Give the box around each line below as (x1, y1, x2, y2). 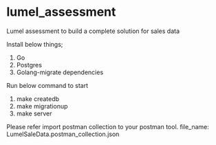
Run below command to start (6, 81, 89, 89)
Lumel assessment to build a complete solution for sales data (6, 27, 180, 35)
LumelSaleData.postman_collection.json (6, 130, 120, 138)
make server (16, 109, 52, 118)
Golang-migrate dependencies (16, 68, 104, 76)
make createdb (16, 94, 60, 103)
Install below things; (6, 40, 63, 48)
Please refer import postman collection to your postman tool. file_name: (6, 122, 209, 131)
